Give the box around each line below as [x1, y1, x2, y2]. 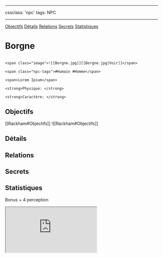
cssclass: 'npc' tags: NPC [5, 10, 56, 15]
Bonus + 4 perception [5, 197, 49, 202]
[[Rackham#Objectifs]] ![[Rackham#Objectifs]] [5, 121, 98, 126]
